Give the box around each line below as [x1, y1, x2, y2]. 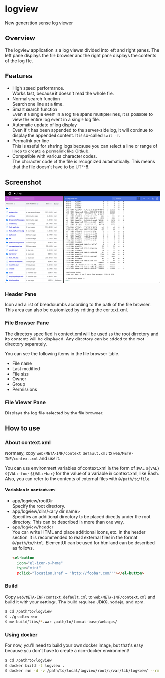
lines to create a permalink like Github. [12, 148, 90, 154]
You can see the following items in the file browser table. [5, 350, 120, 356]
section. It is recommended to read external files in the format [12, 534, 137, 540]
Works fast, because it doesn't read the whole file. [12, 90, 114, 96]
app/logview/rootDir [12, 497, 53, 504]
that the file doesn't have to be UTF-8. [12, 164, 90, 170]
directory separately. [5, 341, 47, 347]
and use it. [39, 455, 60, 461]
